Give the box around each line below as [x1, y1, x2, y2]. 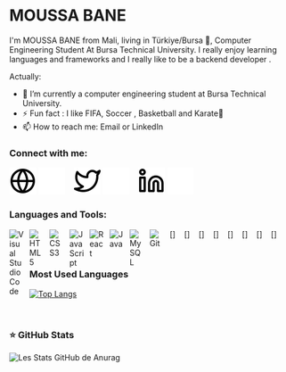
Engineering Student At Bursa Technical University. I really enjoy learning [9, 44, 278, 54]
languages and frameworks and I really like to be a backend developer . [9, 54, 272, 64]
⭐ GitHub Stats [9, 328, 75, 341]
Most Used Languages [29, 269, 129, 281]
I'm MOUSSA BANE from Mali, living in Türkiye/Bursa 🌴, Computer [9, 35, 252, 45]
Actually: [9, 70, 42, 81]
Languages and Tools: [9, 209, 107, 221]
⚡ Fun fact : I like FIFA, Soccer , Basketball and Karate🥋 [21, 108, 225, 119]
